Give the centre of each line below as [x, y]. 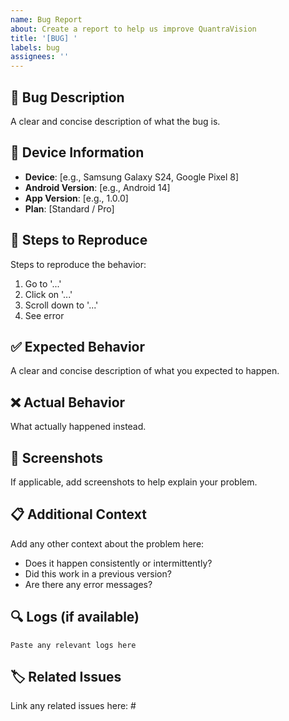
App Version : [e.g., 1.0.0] [76, 198]
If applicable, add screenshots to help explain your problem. [134, 482]
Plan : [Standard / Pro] [69, 208]
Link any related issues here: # [73, 706]
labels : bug [35, 47]
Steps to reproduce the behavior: [78, 264]
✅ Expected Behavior [78, 346]
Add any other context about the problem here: [107, 543]
